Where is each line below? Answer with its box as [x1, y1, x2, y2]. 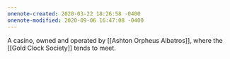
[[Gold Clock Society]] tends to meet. [7, 44, 117, 52]
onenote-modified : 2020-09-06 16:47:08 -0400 [7, 17, 144, 24]
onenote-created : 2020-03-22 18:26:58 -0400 [7, 10, 141, 18]
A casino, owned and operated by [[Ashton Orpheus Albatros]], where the [7, 36, 223, 44]
